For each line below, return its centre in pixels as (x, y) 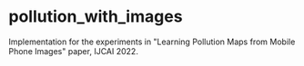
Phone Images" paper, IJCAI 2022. (73, 51)
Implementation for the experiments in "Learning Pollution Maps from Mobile (152, 42)
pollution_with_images (96, 17)
